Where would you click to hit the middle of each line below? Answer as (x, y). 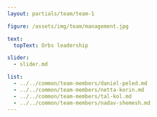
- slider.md (31, 64)
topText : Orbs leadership (51, 45)
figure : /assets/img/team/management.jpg (68, 26)
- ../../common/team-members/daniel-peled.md (81, 84)
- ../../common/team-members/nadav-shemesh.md (82, 103)
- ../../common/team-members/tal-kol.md (73, 96)
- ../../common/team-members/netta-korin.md (79, 90)
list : (15, 77)
